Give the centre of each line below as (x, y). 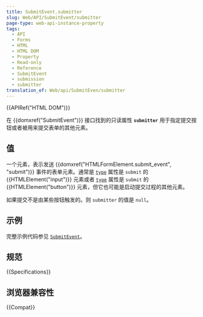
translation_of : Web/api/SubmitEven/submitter (66, 91)
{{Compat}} (21, 307)
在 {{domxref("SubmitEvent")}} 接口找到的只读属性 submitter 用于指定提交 (99, 120)
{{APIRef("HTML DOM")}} (38, 107)
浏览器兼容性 (30, 293)
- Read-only (27, 62)
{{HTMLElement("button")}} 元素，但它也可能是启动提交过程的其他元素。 (97, 187)
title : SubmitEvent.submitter (44, 12)
